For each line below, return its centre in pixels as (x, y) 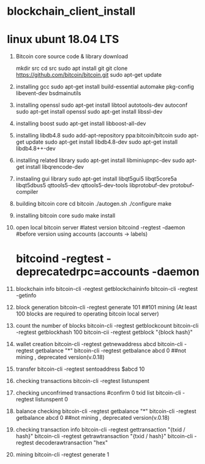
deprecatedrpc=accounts (83, 272)
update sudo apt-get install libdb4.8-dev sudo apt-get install (102, 142)
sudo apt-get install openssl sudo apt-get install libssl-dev (89, 112)
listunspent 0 (52, 400)
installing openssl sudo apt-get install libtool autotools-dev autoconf (102, 105)
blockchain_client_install (71, 11)
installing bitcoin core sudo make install (65, 215)
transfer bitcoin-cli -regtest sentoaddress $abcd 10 (80, 369)
